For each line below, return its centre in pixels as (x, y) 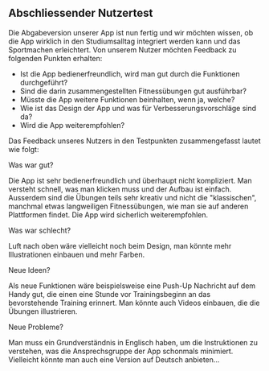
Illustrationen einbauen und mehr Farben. (77, 254)
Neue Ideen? (29, 270)
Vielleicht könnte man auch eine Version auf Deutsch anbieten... (114, 359)
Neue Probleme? (36, 327)
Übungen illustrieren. (43, 311)
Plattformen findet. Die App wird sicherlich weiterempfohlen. (108, 214)
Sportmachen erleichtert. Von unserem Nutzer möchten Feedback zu (122, 49)
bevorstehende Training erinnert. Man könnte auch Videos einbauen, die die (134, 303)
